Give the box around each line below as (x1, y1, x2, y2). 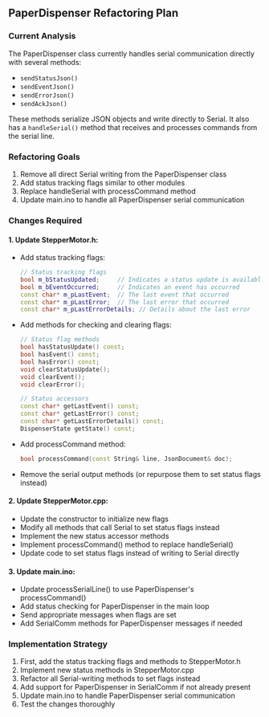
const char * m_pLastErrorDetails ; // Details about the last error (19, 305, 251, 314)
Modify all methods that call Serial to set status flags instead (19, 522, 220, 532)
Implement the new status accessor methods (19, 531, 169, 540)
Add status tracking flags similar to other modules (19, 177, 185, 187)
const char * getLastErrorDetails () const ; (19, 418, 165, 426)
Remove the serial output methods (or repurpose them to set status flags (19, 469, 261, 479)
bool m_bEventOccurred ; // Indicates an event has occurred (19, 283, 240, 291)
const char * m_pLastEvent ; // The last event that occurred (19, 291, 230, 299)
